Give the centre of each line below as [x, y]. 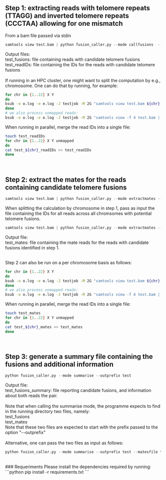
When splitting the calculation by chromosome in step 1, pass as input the [80, 208]
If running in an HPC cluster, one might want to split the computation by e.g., [83, 80]
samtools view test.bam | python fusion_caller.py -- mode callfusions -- [84, 45]
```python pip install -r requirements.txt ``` [47, 472]
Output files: [18, 54]
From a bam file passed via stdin [38, 35]
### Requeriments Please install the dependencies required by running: [78, 467]
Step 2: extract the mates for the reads [66, 179]
